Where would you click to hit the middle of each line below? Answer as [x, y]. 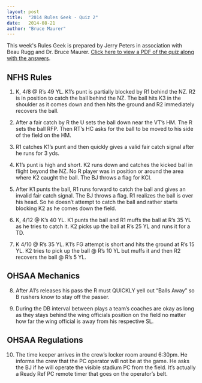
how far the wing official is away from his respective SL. [85, 321]
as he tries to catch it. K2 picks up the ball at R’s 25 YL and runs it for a [103, 226]
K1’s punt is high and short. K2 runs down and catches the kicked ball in [104, 165]
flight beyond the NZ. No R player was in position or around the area [100, 171]
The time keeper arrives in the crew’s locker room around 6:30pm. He [101, 354]
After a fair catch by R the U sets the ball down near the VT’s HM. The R [104, 122]
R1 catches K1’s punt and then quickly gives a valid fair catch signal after [105, 147]
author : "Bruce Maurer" [37, 29]
